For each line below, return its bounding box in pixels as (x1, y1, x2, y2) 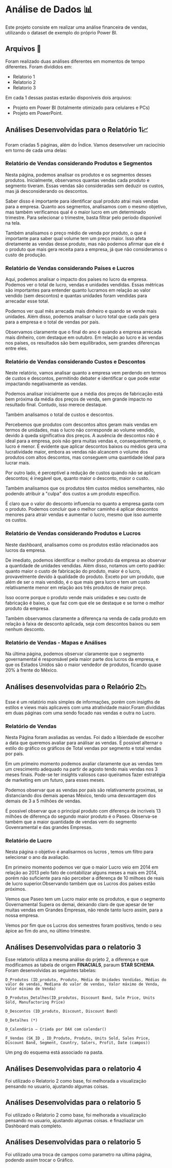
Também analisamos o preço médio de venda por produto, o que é (5, 229, 146, 236)
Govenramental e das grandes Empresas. (5, 824, 93, 831)
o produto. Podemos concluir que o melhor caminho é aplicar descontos (5, 506, 158, 512)
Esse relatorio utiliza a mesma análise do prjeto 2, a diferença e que (5, 957, 149, 963)
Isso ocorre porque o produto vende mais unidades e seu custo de (5, 594, 146, 600)
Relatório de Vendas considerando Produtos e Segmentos (5, 160, 152, 167)
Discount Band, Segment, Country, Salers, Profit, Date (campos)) (5, 1040, 150, 1046)
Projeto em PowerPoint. (12, 110, 63, 116)
